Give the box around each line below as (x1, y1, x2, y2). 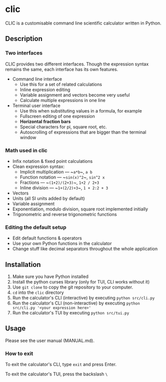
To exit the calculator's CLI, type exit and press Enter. (5, 361, 116, 367)
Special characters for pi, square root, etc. (19, 123, 107, 129)
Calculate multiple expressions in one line (19, 97, 106, 103)
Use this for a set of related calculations (19, 81, 102, 87)
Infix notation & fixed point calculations (12, 158, 93, 164)
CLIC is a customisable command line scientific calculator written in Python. (5, 20, 161, 26)
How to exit (5, 350, 33, 357)
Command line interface (12, 76, 62, 82)
